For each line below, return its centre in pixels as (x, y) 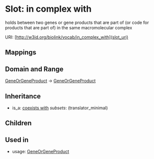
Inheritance (23, 96)
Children (18, 123)
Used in (17, 140)
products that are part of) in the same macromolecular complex (69, 27)
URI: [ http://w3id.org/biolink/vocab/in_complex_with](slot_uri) (67, 37)
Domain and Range (34, 69)
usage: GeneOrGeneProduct (40, 152)
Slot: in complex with (48, 9)
